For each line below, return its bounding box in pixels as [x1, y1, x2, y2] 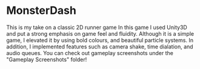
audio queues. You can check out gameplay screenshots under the [6, 49, 174, 56]
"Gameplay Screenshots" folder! [6, 56, 87, 63]
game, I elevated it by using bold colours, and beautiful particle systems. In [6, 36, 194, 44]
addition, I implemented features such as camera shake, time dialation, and [6, 43, 193, 50]
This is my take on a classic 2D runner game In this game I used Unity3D [6, 24, 188, 31]
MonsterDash [6, 4, 77, 18]
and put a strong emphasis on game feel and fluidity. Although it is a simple [6, 30, 195, 37]
